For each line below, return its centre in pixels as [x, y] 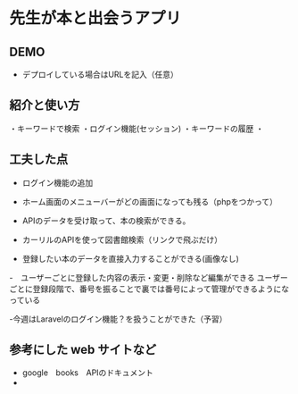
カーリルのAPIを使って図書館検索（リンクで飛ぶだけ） [122, 239]
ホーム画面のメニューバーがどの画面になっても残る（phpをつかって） [150, 201]
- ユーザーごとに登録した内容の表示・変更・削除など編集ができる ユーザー [149, 277]
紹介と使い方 [45, 105]
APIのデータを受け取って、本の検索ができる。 [106, 221]
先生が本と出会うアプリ [95, 18]
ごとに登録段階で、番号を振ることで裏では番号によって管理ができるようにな [149, 289]
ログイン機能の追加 [58, 182]
